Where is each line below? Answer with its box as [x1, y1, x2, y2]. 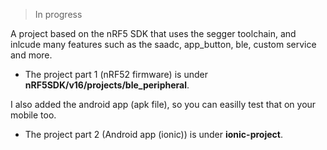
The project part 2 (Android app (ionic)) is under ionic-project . [24, 129, 283, 140]
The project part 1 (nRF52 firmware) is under [24, 69, 208, 80]
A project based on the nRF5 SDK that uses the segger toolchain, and [10, 28, 297, 39]
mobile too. [10, 109, 57, 121]
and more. [10, 49, 53, 61]
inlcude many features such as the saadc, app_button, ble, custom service [10, 39, 317, 50]
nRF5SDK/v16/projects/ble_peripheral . [24, 79, 190, 91]
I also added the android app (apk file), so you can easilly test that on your [10, 99, 317, 110]
